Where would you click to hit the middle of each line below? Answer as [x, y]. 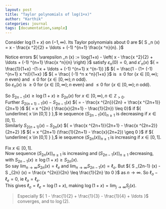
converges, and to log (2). [44, 202]
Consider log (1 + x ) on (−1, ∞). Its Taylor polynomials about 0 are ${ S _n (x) [83, 42]
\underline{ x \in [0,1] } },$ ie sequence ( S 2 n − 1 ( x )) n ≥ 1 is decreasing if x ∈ [81, 114]
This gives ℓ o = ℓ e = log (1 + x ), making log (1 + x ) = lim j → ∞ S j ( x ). [71, 186]
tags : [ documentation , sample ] [36, 28]
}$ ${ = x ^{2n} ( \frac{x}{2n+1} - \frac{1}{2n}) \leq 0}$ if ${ [80, 108]
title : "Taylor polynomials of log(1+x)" [49, 14]
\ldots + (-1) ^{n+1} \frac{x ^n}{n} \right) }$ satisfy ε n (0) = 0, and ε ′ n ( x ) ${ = [82, 63]
